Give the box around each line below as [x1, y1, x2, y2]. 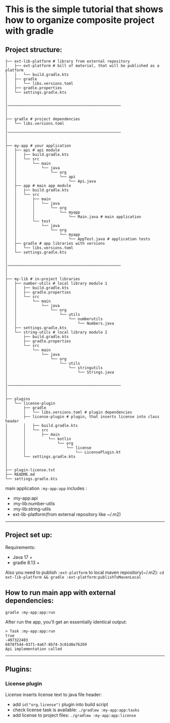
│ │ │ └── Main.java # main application [5, 214, 142, 219]
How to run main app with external [5, 588, 116, 597]
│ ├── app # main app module [5, 183, 71, 188]
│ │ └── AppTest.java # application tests [5, 237, 151, 242]
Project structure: [5, 45, 62, 54]
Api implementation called [5, 646, 62, 651]
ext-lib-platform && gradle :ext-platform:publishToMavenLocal [5, 575, 142, 580]
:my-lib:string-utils [12, 506, 52, 512]
